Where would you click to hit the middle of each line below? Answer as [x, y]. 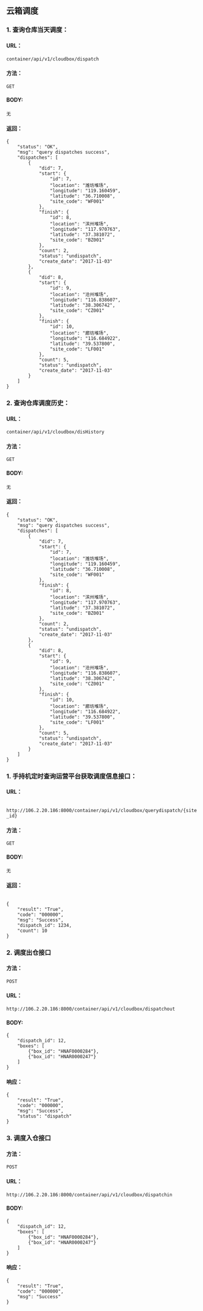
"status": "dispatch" [44, 1116]
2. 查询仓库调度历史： [38, 403]
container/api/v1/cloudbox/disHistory [55, 432]
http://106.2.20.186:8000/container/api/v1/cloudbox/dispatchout [91, 1009]
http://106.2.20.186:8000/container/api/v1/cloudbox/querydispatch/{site [102, 810]
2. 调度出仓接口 [29, 953]
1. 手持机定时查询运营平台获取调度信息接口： [72, 776]
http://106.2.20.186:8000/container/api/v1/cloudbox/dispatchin [89, 1195]
